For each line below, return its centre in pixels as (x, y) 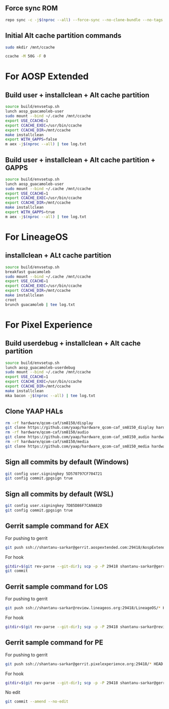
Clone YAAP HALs (34, 411)
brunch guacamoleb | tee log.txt (40, 304)
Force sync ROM (31, 8)
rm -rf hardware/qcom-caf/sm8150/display (49, 423)
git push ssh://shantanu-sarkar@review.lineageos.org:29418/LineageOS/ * (83, 608)
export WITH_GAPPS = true (30, 212)
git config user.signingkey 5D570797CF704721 (54, 474)
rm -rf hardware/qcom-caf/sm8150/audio (47, 432)
